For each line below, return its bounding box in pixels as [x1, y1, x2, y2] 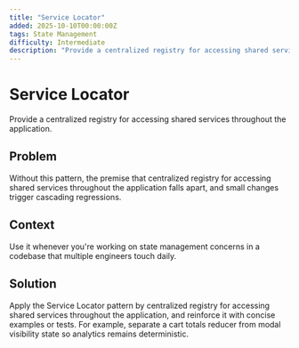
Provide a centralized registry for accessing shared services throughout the [9, 114, 287, 125]
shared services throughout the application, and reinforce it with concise [9, 309, 276, 320]
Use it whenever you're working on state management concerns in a [9, 241, 261, 252]
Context [9, 217, 55, 232]
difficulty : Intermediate [9, 37, 105, 47]
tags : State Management [9, 29, 98, 38]
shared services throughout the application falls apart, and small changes [9, 182, 279, 192]
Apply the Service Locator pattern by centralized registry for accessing [9, 300, 270, 311]
